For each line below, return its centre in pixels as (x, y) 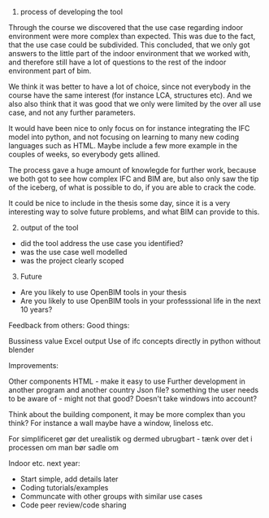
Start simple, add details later (69, 479)
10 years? (36, 309)
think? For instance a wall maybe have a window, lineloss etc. (111, 423)
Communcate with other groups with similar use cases (111, 496)
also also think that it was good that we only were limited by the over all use (135, 104)
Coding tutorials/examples (64, 487)
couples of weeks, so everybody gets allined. (85, 154)
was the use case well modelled (74, 252)
